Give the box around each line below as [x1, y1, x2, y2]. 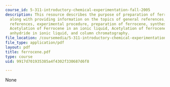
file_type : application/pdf [5, 40, 65, 45]
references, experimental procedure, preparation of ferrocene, [10, 21, 148, 27]
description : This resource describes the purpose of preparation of [5, 12, 155, 17]
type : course [5, 54, 33, 59]
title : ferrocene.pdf [5, 49, 51, 54]
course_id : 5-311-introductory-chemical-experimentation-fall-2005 [5, 7, 151, 13]
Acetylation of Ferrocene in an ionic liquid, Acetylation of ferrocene [10, 26, 166, 31]
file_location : [5, 36, 37, 41]
